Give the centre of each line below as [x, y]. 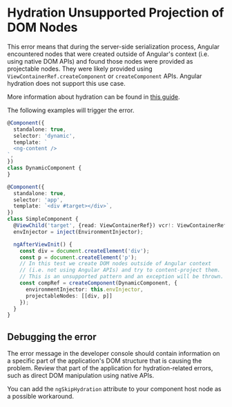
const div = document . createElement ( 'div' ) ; [85, 251]
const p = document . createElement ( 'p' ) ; [78, 257]
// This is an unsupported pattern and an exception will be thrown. [122, 277]
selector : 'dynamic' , [45, 136]
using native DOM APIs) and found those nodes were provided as [100, 61]
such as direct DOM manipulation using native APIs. [81, 376]
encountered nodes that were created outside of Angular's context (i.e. [108, 54]
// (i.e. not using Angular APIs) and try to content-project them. [120, 270]
